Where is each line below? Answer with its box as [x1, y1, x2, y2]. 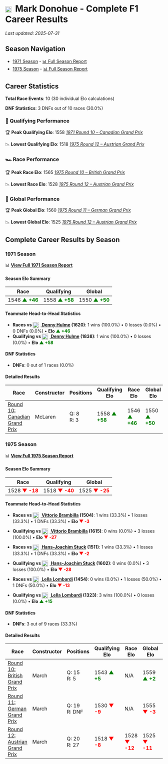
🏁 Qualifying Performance [5, 117, 70, 124]
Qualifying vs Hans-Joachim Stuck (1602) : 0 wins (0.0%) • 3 [12, 560, 149, 566]
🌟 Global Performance [5, 195, 60, 202]
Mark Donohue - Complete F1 [14, 3, 138, 14]
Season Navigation [5, 44, 66, 53]
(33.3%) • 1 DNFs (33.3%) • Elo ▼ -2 [12, 550, 89, 556]
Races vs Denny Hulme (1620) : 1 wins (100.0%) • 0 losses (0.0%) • [12, 321, 161, 327]
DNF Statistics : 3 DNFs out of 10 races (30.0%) [5, 105, 103, 111]
